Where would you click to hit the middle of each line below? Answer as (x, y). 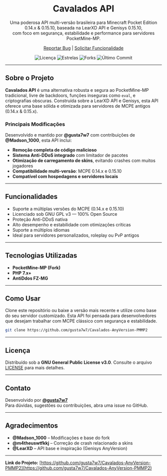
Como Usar (23, 299)
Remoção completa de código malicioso (54, 150)
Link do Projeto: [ (23, 463)
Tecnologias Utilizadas (41, 255)
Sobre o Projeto (30, 78)
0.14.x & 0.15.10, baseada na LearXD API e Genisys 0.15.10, (83, 27)
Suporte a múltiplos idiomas (41, 230)
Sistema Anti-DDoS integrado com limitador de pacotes (70, 156)
